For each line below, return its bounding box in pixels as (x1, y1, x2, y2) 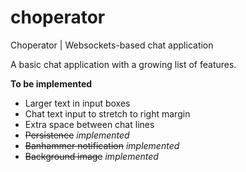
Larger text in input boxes (24, 97, 131, 109)
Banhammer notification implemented (24, 139, 180, 151)
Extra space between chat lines (24, 118, 155, 130)
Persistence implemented (24, 129, 130, 141)
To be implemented (10, 77, 93, 90)
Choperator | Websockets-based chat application (10, 39, 214, 51)
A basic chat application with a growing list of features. (10, 58, 237, 70)
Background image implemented (24, 150, 159, 162)
